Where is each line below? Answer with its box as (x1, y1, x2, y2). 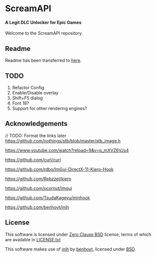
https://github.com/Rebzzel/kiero (5, 176, 72, 182)
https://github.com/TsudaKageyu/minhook (5, 194, 90, 201)
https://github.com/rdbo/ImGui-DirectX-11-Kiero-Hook (5, 166, 114, 172)
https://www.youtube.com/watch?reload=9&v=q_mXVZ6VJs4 (5, 147, 129, 153)
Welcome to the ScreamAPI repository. (5, 30, 83, 36)
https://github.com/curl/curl (5, 157, 61, 163)
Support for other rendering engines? (12, 106, 87, 112)
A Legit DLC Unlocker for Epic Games (5, 19, 82, 25)
